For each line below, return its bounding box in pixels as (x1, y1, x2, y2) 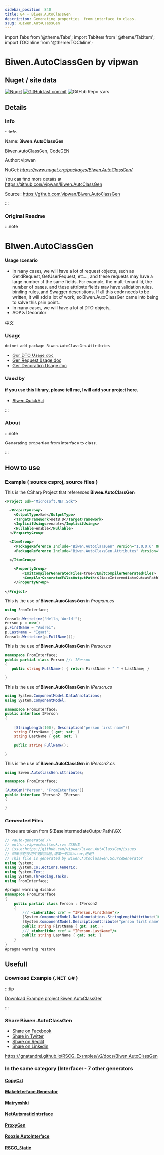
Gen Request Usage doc (12, 357, 61, 363)
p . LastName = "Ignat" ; (5, 630, 51, 635)
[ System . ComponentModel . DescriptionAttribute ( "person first (22, 919, 147, 924)
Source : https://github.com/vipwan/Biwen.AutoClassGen (5, 191, 121, 197)
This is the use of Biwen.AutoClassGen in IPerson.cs (5, 684, 112, 690)
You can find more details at (5, 176, 62, 182)
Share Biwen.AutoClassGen (5, 1017, 72, 1024)
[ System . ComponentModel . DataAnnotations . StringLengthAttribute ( (22, 915, 156, 920)
